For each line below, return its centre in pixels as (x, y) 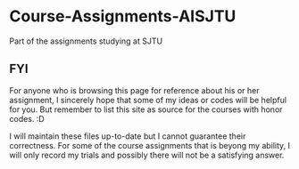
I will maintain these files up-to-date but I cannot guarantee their (128, 136)
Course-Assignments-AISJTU (123, 16)
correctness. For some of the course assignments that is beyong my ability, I (150, 145)
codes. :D (27, 118)
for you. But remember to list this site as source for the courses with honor (146, 109)
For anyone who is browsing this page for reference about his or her (135, 90)
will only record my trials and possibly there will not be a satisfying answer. (147, 155)
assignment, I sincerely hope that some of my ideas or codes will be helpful (148, 100)
